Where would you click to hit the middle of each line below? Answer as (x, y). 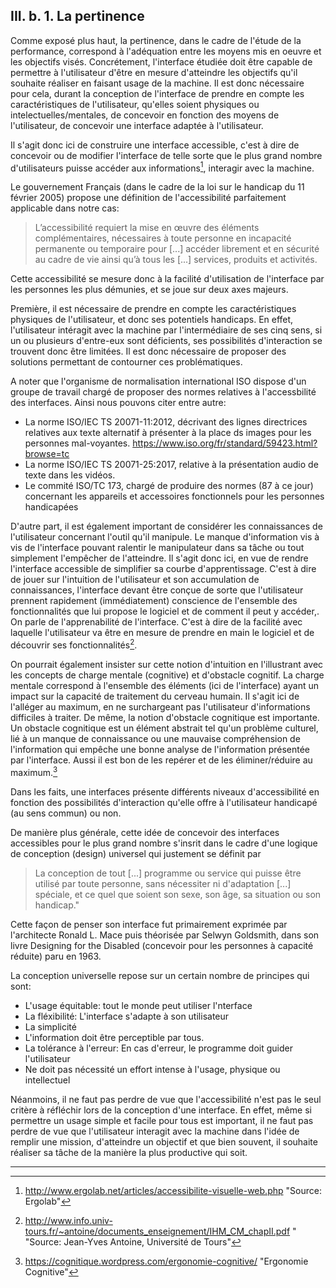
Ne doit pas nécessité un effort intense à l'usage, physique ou (152, 1069)
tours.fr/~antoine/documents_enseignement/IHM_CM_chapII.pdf (157, 1231)
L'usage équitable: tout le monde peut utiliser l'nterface (138, 1005)
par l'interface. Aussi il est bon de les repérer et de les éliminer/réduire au (161, 760)
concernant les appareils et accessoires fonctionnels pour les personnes (174, 496)
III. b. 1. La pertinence (77, 16)
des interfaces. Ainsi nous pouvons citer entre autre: (118, 403)
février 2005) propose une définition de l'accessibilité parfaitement (148, 198)
